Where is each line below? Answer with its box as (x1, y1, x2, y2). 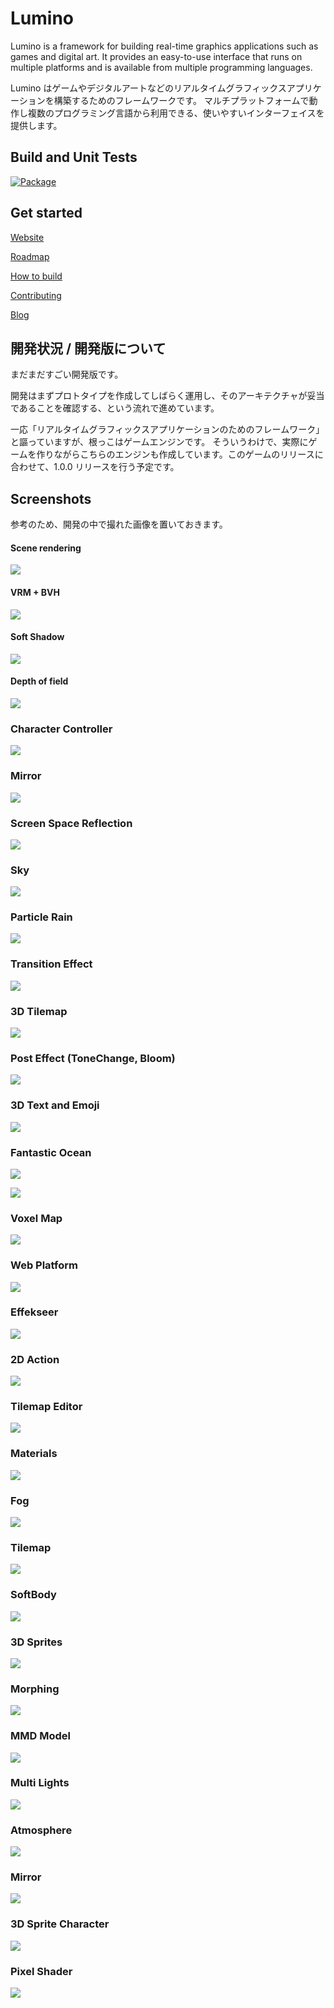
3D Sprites (10, 1635, 63, 1649)
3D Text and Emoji (10, 1098, 100, 1112)
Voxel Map (10, 1211, 63, 1225)
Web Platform (10, 1258, 78, 1272)
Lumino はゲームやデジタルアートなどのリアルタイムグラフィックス (10, 82, 287, 94)
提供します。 (10, 119, 63, 131)
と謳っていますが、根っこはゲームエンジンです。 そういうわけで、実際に (10, 436, 309, 448)
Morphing (10, 1682, 60, 1696)
